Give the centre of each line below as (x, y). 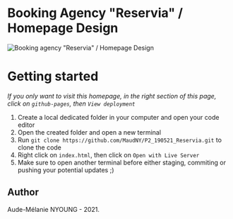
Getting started (53, 77)
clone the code (40, 147)
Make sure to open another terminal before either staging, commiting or (121, 162)
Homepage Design (63, 28)
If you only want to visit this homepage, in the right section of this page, (112, 96)
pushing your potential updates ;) (66, 170)
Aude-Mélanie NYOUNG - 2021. (54, 209)
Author (23, 192)
